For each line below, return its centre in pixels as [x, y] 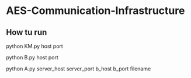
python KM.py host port [34, 46]
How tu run [27, 32]
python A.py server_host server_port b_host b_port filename [79, 69]
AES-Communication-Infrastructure [95, 11]
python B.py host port [32, 57]
